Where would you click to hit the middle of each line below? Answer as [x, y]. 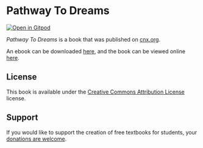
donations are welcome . [37, 139]
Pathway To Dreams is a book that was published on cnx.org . [83, 39]
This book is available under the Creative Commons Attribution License [95, 92]
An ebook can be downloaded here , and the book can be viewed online [96, 51]
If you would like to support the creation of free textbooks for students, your [101, 132]
